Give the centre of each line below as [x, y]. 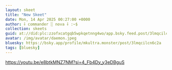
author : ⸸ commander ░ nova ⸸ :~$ [41, 24]
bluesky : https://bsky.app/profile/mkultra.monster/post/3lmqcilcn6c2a [83, 43]
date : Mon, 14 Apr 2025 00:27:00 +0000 [48, 19]
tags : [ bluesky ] [23, 48]
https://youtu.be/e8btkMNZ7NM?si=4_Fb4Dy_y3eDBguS [65, 62]
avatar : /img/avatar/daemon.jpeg [41, 39]
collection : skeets [26, 29]
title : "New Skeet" [26, 15]
